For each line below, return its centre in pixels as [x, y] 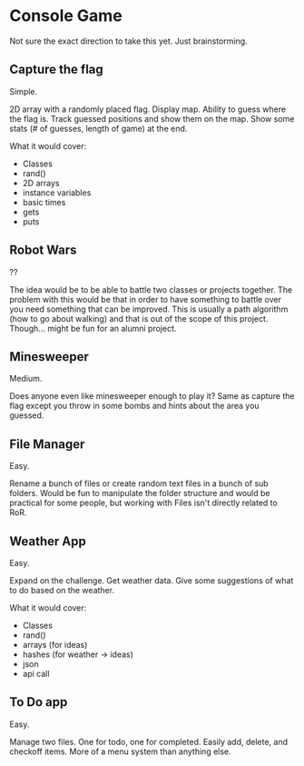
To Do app [39, 702]
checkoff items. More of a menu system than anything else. [120, 751]
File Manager [47, 444]
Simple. [24, 91]
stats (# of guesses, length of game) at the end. [98, 128]
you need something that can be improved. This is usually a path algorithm [149, 309]
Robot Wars [43, 250]
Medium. [26, 379]
